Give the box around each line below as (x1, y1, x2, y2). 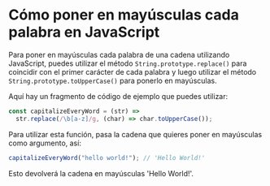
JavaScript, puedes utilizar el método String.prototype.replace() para (8, 58, 247, 68)
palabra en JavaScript (8, 23, 160, 41)
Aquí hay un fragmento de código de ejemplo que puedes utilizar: (8, 91, 229, 101)
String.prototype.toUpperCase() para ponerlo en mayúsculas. (8, 76, 217, 85)
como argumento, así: (8, 138, 81, 148)
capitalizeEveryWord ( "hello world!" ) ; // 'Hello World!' (8, 154, 206, 162)
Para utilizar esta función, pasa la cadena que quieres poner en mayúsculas (8, 129, 263, 139)
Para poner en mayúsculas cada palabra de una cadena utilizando (8, 50, 230, 59)
